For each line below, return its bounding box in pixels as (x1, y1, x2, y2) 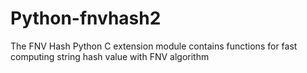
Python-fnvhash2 (10, 7, 162, 30)
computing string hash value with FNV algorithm (10, 50, 210, 62)
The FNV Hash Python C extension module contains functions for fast (10, 40, 298, 52)
